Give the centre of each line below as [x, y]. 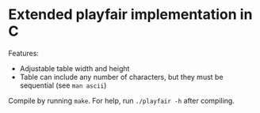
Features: [24, 53]
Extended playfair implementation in [130, 15]
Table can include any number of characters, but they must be [121, 77]
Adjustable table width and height [75, 68]
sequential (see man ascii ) [63, 85]
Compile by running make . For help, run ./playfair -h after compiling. [122, 100]
